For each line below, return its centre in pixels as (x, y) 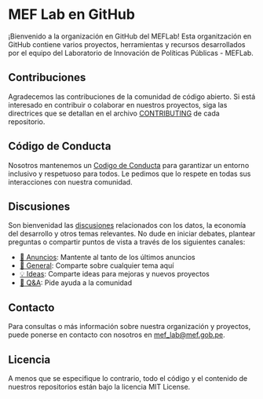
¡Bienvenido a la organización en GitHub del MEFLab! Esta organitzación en (130, 36)
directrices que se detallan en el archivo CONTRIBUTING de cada (114, 113)
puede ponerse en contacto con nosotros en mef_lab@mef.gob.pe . (117, 335)
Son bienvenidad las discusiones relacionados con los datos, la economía (127, 225)
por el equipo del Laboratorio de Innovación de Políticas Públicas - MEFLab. (131, 53)
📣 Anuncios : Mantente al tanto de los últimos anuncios (107, 258)
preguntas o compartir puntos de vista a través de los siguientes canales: (127, 242)
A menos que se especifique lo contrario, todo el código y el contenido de (128, 378)
